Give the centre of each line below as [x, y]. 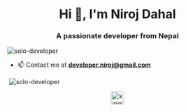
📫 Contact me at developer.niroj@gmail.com [84, 65]
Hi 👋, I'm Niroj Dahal [117, 14]
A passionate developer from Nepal [117, 36]
